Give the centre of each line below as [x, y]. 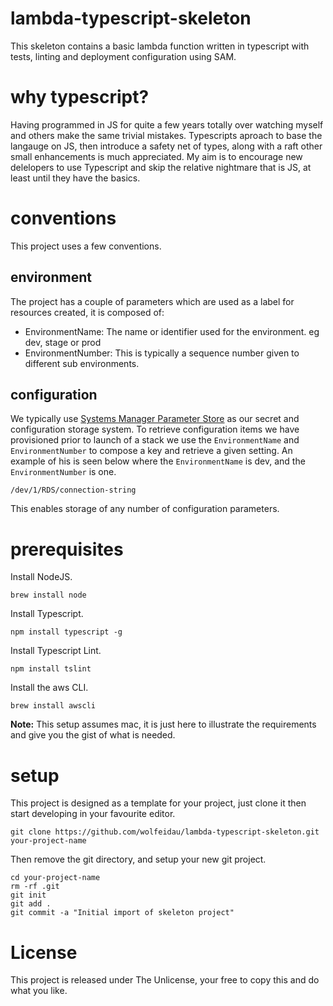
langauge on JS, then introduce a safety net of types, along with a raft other [166, 146]
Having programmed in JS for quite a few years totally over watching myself [167, 124]
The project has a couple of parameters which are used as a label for [152, 301]
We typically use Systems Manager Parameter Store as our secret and [155, 419]
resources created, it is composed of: [87, 312]
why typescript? [80, 97]
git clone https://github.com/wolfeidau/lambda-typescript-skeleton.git [165, 832]
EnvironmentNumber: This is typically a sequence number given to [162, 353]
